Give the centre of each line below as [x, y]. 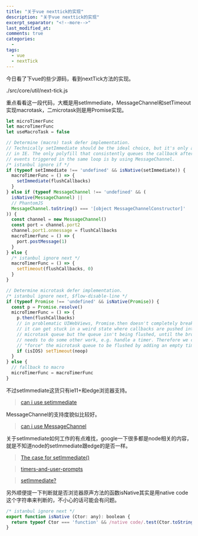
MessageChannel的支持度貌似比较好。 [53, 414]
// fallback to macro [38, 367]
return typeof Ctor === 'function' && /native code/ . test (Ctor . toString [103, 522]
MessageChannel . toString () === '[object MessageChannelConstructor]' [98, 208]
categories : [21, 39]
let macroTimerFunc [30, 127]
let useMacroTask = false [38, 132]
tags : [13, 50]
